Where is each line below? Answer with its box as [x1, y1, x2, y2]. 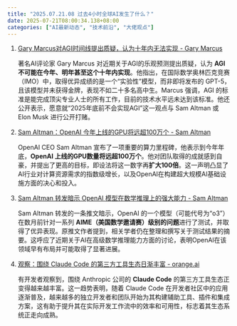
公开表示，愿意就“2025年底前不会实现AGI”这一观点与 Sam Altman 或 [17, 104, 219, 113]
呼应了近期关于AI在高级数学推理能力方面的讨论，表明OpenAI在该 [36, 236, 227, 245]
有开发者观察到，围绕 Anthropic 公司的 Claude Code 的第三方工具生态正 [17, 275, 230, 284]
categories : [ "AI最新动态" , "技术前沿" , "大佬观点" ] [7, 24, 154, 31]
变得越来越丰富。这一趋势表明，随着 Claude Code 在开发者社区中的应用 [17, 284, 228, 292]
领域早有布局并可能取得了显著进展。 [17, 245, 125, 253]
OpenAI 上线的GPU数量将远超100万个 [30, 152, 142, 161]
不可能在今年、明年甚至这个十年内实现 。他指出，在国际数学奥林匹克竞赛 [17, 68, 230, 77]
